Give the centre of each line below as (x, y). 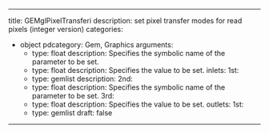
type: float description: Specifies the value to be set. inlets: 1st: (135, 70)
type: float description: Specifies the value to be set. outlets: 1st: (138, 104)
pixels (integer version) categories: (66, 29)
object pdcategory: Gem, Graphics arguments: (96, 44)
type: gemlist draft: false (72, 113)
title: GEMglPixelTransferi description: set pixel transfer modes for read (125, 20)
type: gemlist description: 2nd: (82, 79)
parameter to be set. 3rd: (73, 96)
